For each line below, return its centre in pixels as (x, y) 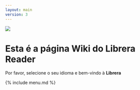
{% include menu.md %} (30, 82)
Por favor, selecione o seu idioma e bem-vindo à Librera (63, 73)
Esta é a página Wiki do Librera (70, 48)
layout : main (19, 10)
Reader (20, 59)
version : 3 (16, 14)
